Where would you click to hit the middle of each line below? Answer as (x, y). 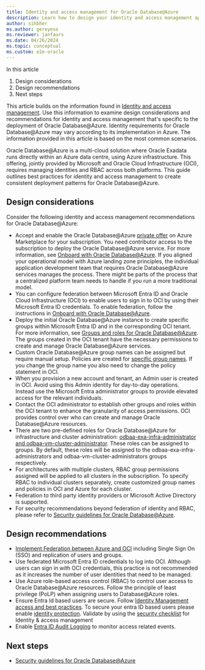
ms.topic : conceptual (34, 47)
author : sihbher (27, 23)
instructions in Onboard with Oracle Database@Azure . (83, 313)
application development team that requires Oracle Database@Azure (101, 267)
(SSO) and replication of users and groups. (69, 555)
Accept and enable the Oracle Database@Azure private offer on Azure (103, 235)
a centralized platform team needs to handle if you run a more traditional (106, 281)
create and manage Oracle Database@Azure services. (83, 346)
